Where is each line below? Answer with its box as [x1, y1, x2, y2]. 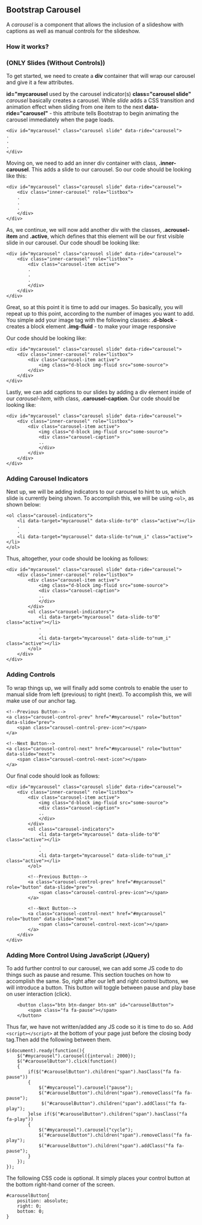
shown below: [6, 501, 41, 508]
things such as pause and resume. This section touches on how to [6, 971, 171, 978]
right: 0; [17, 1203, 42, 1209]
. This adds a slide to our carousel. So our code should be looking [28, 166, 192, 173]
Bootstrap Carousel [6, 5, 81, 15]
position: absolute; [17, 1198, 69, 1204]
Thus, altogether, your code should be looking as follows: [6, 555, 149, 562]
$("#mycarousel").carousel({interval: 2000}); [17, 1053, 136, 1059]
